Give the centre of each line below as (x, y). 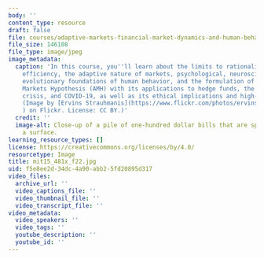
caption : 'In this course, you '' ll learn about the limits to (119, 67)
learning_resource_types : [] (56, 140)
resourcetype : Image (42, 154)
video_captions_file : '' (56, 191)
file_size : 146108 (38, 45)
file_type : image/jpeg (45, 52)
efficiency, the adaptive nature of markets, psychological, (124, 74)
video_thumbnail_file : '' (58, 198)
